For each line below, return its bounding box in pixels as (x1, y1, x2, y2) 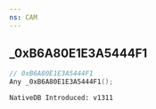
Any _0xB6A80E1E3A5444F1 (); (9, 77, 114, 87)
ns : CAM (9, 12, 38, 22)
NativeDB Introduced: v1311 (9, 94, 114, 103)
